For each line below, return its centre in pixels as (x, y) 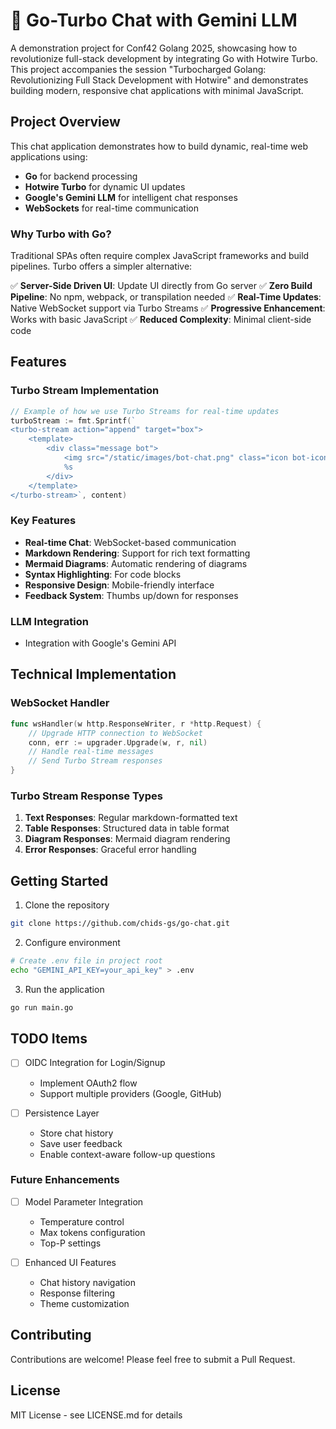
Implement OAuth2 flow (88, 1083)
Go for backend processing (81, 176)
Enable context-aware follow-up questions (127, 1154)
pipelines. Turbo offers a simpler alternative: (101, 266)
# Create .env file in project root (86, 961)
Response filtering (77, 1293)
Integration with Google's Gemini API (100, 643)
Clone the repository (67, 905)
